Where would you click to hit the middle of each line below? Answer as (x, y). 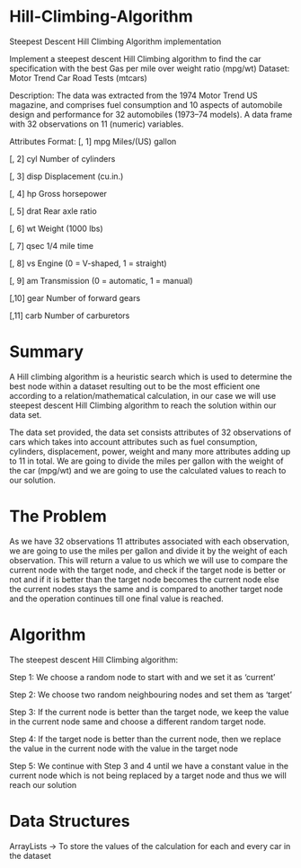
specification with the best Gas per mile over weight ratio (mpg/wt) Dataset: (150, 68)
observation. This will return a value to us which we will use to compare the (149, 560)
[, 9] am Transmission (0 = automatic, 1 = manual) (101, 280)
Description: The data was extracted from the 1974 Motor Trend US (133, 95)
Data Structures (70, 821)
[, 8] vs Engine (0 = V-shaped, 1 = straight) (89, 263)
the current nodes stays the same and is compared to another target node (146, 589)
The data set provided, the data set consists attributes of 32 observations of (150, 432)
